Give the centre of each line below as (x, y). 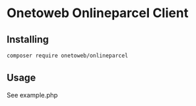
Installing (28, 39)
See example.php (32, 95)
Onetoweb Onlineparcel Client (98, 13)
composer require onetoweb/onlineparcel (68, 55)
